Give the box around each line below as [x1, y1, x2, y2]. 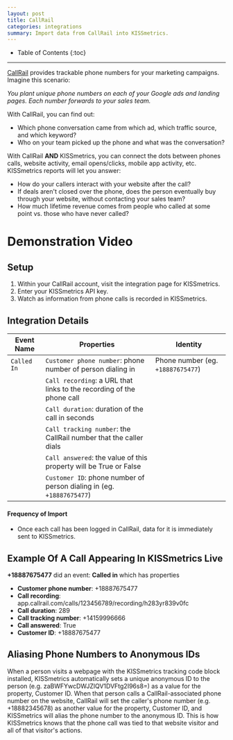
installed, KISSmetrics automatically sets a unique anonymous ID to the [7, 674, 210, 682]
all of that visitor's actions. [7, 726, 83, 734]
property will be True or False [45, 462, 141, 471]
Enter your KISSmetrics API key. [17, 287, 109, 296]
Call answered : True [17, 621, 76, 630]
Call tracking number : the [45, 424, 131, 434]
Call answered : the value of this [45, 453, 148, 462]
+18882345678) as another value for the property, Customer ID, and [7, 704, 202, 712]
